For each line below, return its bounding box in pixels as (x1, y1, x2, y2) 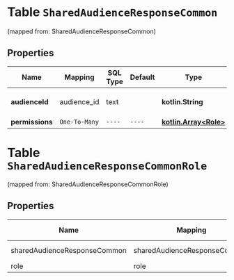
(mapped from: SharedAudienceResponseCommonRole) (7, 180, 169, 188)
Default (130, 72, 155, 82)
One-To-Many (59, 117, 100, 126)
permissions (10, 117, 54, 126)
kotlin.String (161, 97, 203, 106)
